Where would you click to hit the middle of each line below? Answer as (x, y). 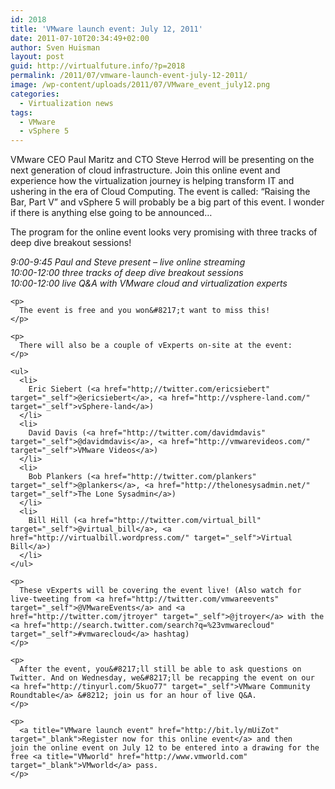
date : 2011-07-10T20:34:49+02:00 (80, 38)
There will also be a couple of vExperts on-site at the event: (156, 346)
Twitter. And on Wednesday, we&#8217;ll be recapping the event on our (162, 678)
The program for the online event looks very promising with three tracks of (164, 232)
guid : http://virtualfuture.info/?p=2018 (98, 66)
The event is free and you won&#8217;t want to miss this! (145, 311)
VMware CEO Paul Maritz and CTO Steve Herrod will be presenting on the (162, 160)
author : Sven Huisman (55, 47)
